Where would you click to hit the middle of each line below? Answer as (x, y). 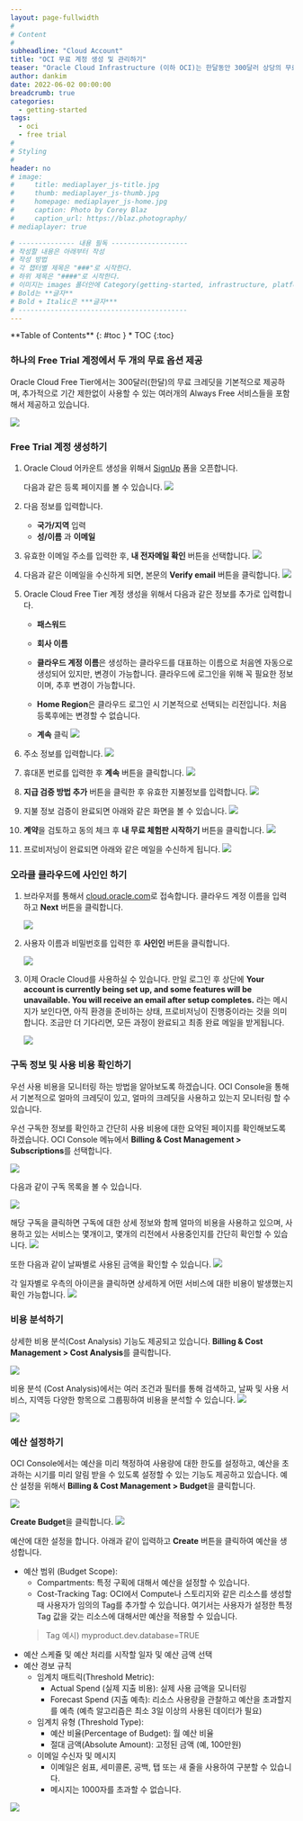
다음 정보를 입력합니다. (63, 506)
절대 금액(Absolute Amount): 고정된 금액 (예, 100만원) (146, 1745)
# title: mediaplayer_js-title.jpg (85, 185)
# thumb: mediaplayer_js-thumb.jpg (85, 193)
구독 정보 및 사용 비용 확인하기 (71, 1065)
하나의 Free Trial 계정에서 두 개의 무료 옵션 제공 (107, 361)
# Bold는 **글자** (42, 293)
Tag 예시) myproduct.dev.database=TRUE (123, 1636)
